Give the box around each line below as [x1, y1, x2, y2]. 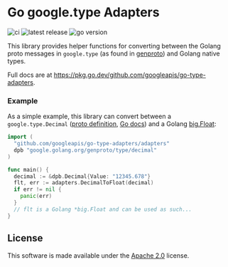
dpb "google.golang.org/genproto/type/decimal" [13, 147, 158, 154]
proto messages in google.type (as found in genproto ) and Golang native [7, 49, 220, 58]
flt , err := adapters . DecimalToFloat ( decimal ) [13, 179, 154, 187]
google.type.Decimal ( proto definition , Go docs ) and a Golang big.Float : [7, 120, 217, 128]
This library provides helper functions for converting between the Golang [7, 41, 222, 50]
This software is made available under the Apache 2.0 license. [7, 251, 190, 260]
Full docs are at [7, 70, 53, 79]
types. [7, 56, 26, 65]
